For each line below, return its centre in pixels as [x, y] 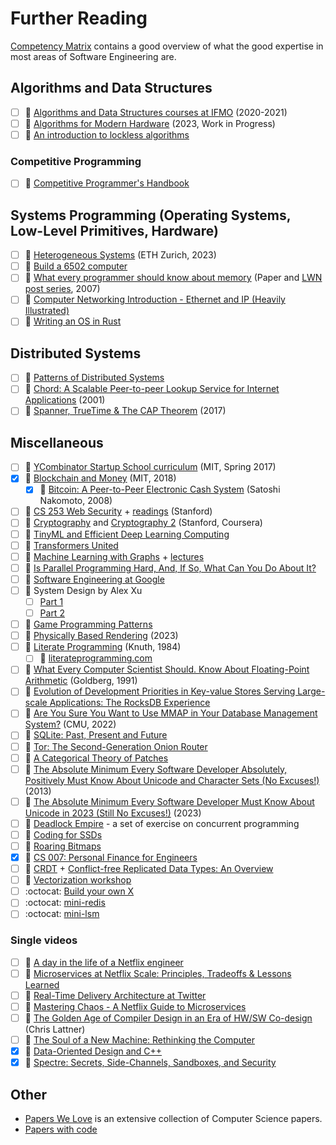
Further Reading [79, 18]
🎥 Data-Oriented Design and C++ [93, 1051]
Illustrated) [47, 311]
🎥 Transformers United [71, 545]
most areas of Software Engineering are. [93, 56]
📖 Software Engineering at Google [94, 579]
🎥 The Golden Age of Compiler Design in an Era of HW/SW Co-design [168, 1018]
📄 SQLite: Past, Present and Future [96, 735]
